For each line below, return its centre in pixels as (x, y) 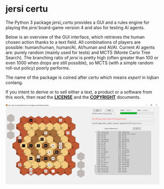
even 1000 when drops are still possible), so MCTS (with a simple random (80, 63)
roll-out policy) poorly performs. (38, 68)
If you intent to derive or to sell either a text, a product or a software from (79, 92)
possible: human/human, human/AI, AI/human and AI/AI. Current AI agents (80, 47)
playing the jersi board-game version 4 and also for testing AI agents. (75, 27)
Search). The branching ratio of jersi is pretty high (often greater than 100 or (82, 57)
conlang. (14, 82)
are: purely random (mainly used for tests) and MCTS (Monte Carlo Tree (78, 52)
